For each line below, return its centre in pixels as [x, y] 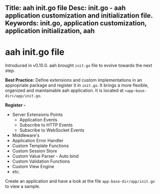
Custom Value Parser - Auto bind [46, 156]
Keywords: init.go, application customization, [76, 23]
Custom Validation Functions [41, 161]
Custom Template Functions [40, 146]
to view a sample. [23, 186]
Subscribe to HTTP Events [46, 125]
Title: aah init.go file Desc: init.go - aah [66, 8]
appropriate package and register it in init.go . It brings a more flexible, [77, 86]
